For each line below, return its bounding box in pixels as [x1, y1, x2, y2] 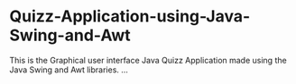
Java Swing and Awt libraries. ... [9, 64, 129, 75]
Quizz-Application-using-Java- [9, 6, 251, 27]
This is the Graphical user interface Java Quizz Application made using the [9, 55, 287, 65]
